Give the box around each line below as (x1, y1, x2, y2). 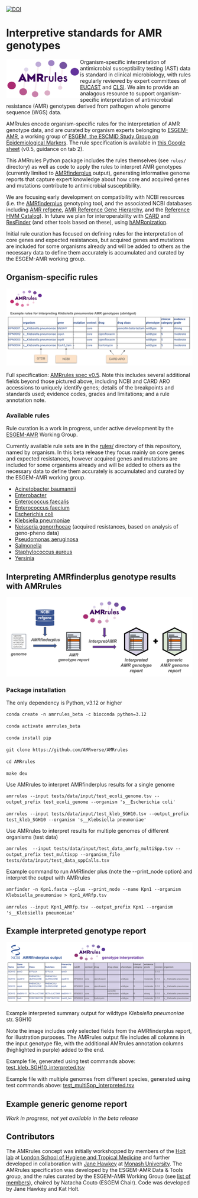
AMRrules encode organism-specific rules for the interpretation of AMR (6, 120, 180, 127)
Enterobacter (14, 492, 47, 499)
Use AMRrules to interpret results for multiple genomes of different (6, 827, 169, 834)
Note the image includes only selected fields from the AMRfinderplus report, (6, 1028, 192, 1035)
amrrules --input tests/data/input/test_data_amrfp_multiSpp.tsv (6, 845, 173, 852)
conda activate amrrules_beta (6, 723, 81, 729)
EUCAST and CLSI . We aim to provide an (80, 83, 179, 91)
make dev (6, 770, 28, 777)
